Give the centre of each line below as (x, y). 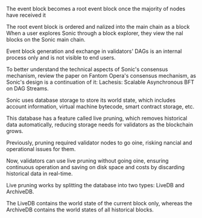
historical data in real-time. (39, 173)
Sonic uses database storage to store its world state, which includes (91, 100)
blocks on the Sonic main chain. (46, 39)
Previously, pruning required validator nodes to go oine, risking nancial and (99, 143)
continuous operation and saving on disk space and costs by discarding (96, 167)
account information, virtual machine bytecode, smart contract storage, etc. (100, 107)
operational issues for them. (41, 149)
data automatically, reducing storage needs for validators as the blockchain (100, 125)
